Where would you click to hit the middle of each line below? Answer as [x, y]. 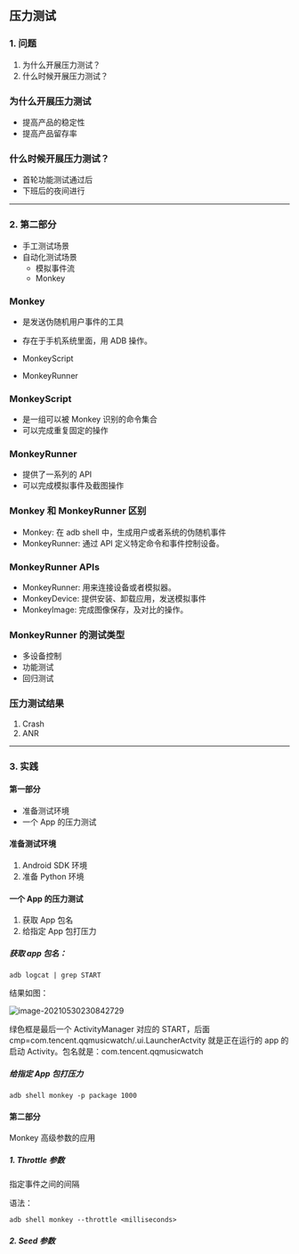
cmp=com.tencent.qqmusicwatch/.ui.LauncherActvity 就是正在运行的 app [144, 1040]
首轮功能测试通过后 [57, 180]
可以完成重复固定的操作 [65, 430]
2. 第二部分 [33, 225]
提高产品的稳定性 [53, 122]
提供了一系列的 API [57, 474]
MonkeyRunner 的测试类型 [67, 635]
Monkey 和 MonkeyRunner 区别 [78, 511]
